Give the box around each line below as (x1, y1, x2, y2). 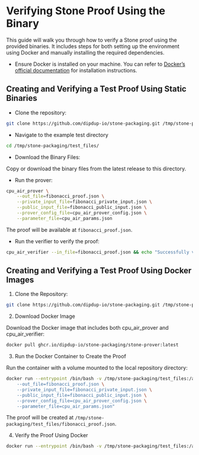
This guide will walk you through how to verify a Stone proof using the (6, 36, 177, 43)
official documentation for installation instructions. (14, 66, 137, 74)
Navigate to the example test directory (14, 131, 108, 138)
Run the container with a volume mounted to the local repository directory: (6, 364, 188, 371)
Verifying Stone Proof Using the (6, 4, 166, 18)
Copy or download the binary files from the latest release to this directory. (6, 165, 187, 172)
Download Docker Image (14, 313, 75, 320)
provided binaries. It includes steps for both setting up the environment (6, 43, 179, 50)
